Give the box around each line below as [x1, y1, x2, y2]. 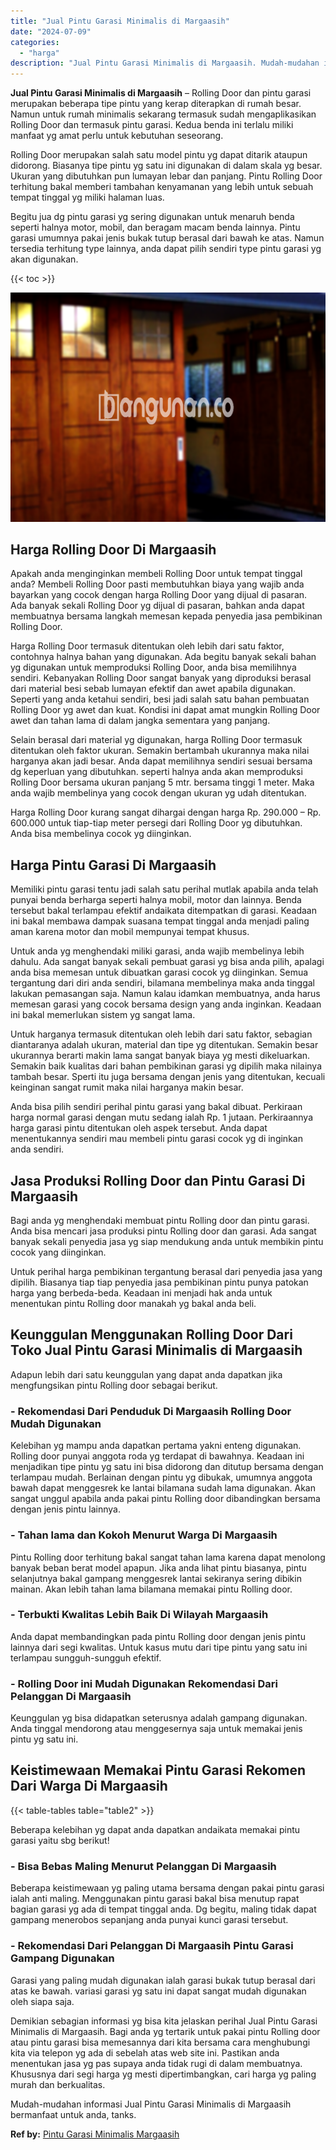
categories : [10, 37, 60, 47]
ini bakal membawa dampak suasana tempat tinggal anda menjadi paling [10, 915, 310, 927]
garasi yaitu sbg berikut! [10, 1834, 110, 1846]
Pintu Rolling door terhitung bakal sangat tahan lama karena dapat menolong [10, 1551, 326, 1563]
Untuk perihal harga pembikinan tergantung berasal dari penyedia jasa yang [10, 1266, 323, 1278]
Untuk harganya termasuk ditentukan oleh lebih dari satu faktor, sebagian [10, 1028, 313, 1040]
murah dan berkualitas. [10, 2078, 106, 2090]
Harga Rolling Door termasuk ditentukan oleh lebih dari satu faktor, [10, 640, 285, 652]
